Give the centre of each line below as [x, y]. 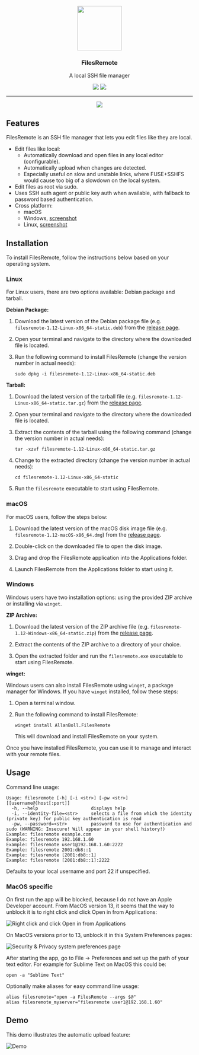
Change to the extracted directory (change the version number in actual [102, 460]
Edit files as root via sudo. [46, 187]
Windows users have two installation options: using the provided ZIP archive [99, 597]
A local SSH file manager [99, 76]
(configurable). [42, 162]
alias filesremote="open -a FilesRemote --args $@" [71, 997]
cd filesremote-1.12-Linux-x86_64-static [66, 477]
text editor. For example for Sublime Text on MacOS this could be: [86, 964]
